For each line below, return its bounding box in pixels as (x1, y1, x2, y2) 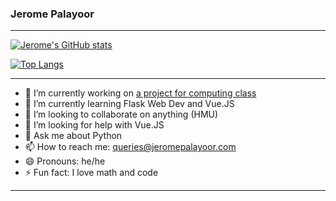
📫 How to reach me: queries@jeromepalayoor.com (24, 141, 237, 153)
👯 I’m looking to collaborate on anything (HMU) (24, 108, 219, 121)
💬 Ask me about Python (24, 130, 123, 142)
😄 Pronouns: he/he (24, 155, 106, 167)
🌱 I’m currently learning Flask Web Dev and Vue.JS (24, 98, 235, 110)
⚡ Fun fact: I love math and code (24, 167, 159, 179)
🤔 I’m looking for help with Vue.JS (24, 119, 165, 131)
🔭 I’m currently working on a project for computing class (24, 87, 257, 99)
